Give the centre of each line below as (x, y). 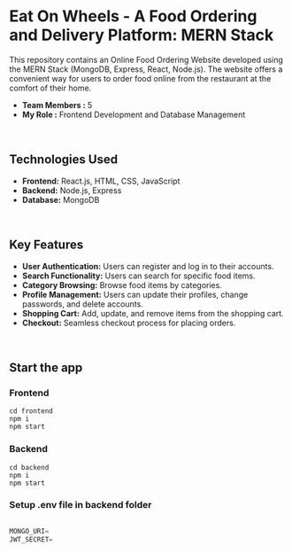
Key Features (46, 245)
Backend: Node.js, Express (72, 190)
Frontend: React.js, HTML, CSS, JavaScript (101, 181)
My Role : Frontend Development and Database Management (134, 114)
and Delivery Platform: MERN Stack (142, 35)
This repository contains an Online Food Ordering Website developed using (146, 59)
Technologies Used (63, 160)
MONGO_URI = (29, 531)
